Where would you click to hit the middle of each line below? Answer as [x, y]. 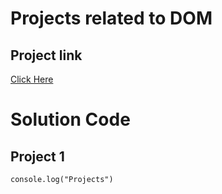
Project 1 [37, 156]
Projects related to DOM [111, 18]
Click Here [32, 79]
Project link [46, 55]
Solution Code [70, 119]
